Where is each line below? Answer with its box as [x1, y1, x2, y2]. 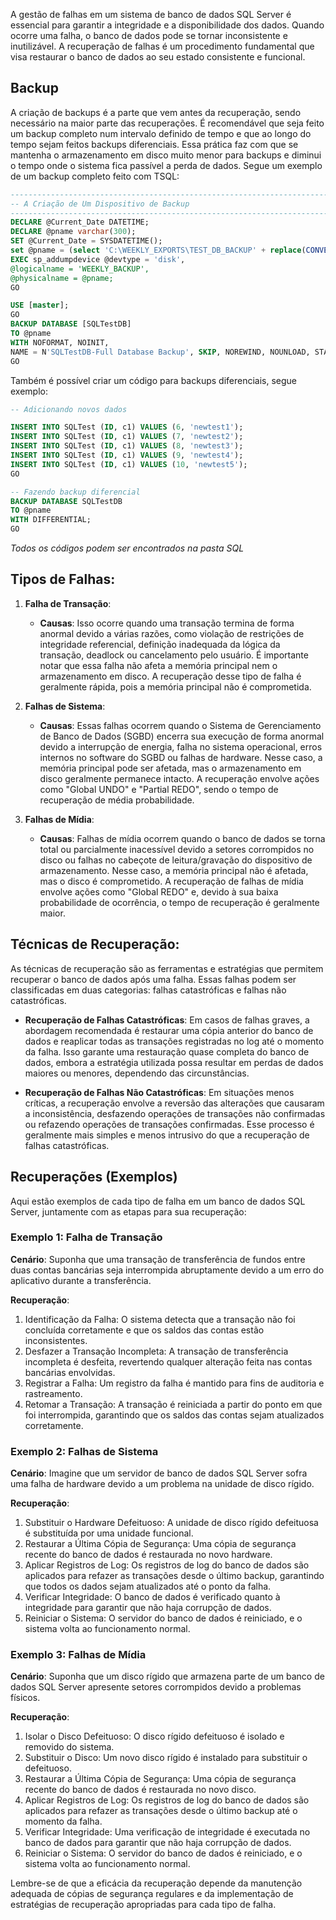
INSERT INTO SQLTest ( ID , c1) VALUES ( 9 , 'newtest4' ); [10, 450, 244, 461]
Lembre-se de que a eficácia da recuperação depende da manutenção [10, 1877, 303, 1889]
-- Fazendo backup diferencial [10, 487, 141, 497]
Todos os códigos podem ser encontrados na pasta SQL [10, 542, 245, 554]
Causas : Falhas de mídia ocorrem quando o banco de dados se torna [39, 832, 326, 844]
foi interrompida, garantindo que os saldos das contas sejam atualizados [24, 1409, 325, 1421]
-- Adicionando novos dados [10, 404, 128, 414]
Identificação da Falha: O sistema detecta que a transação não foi [24, 1313, 296, 1325]
